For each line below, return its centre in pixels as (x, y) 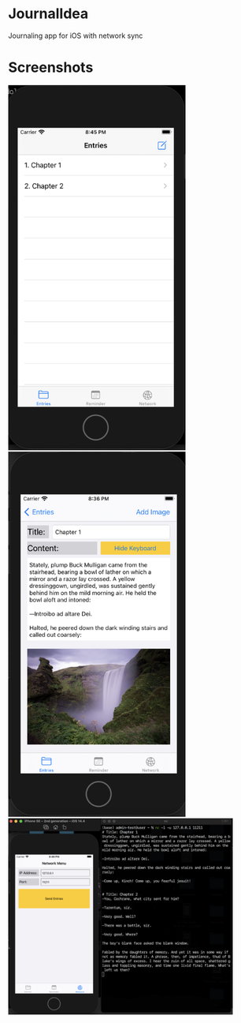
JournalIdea (48, 14)
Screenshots (51, 67)
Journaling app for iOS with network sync (76, 36)
